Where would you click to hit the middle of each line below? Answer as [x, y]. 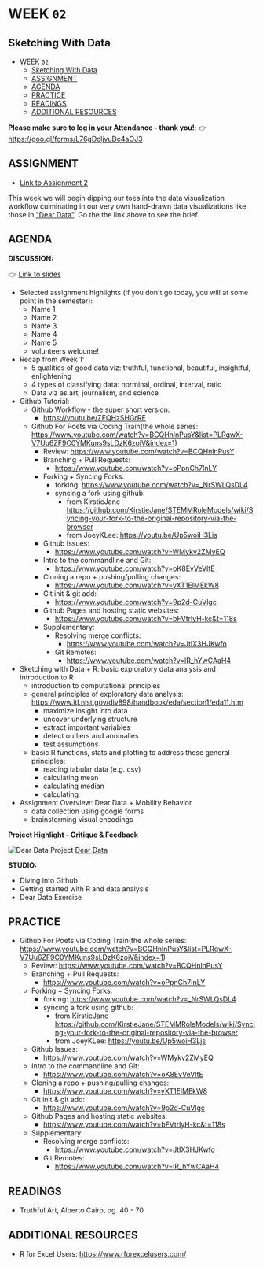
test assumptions [71, 744]
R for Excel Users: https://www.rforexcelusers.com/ [103, 1254]
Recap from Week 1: [52, 359]
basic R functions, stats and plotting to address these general [130, 752]
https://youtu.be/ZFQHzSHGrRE [95, 417]
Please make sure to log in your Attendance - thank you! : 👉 [108, 128]
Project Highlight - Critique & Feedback [73, 835]
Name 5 [44, 342]
